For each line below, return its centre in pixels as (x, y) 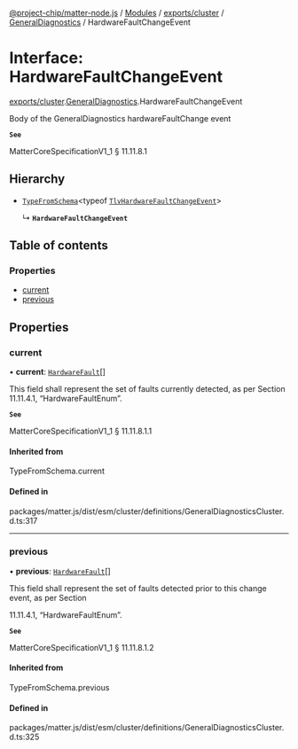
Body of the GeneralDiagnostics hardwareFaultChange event (120, 118)
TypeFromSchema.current (57, 471)
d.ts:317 (24, 520)
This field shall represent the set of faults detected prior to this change (138, 588)
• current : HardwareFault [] (58, 372)
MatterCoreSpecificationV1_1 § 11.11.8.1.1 (81, 431)
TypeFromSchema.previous (59, 688)
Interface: (47, 58)
